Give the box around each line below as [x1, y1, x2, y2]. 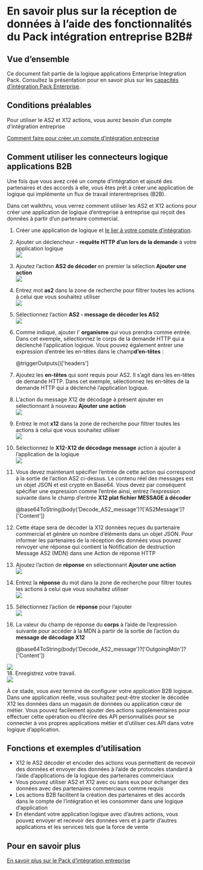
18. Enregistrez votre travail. [7, 669, 76, 677]
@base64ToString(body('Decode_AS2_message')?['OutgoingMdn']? [15, 645, 187, 652]
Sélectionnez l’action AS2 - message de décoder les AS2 [15, 311, 159, 318]
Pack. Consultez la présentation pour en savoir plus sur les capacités [7, 77, 179, 83]
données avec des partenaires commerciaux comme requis [15, 785, 164, 792]
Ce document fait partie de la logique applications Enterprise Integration [7, 70, 187, 77]
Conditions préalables [7, 100, 92, 111]
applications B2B [7, 161, 72, 172]
